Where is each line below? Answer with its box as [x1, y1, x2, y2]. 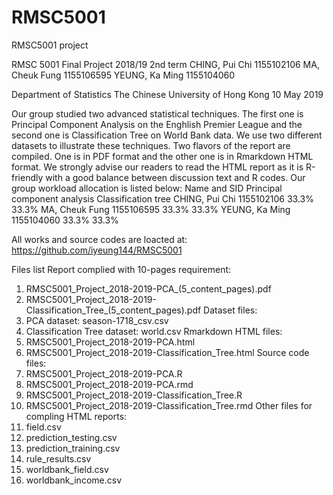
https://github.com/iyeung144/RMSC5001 [11, 244, 183, 256]
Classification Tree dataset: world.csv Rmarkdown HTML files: [25, 325, 283, 337]
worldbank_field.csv [25, 463, 109, 475]
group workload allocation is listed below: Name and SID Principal [11, 182, 283, 194]
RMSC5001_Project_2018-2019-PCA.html [25, 336, 196, 348]
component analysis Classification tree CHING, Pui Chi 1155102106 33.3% [11, 192, 314, 205]
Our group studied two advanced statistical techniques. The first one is [11, 107, 304, 120]
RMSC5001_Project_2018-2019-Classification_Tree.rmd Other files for [25, 399, 313, 411]
